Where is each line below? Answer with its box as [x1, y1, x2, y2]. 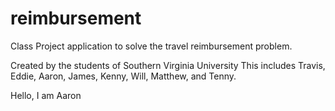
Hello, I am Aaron [10, 89, 82, 101]
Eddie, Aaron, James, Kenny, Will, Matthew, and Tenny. [10, 70, 237, 82]
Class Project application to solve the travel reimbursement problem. [10, 40, 293, 52]
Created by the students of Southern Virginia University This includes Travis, [10, 59, 326, 71]
